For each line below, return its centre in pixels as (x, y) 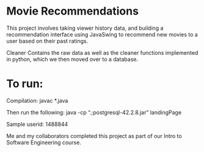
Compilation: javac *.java (37, 100)
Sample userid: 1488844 (37, 124)
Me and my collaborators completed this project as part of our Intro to (94, 136)
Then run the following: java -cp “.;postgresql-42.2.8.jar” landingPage (94, 112)
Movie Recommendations (73, 11)
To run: (25, 84)
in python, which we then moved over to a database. (72, 59)
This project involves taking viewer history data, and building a (85, 28)
